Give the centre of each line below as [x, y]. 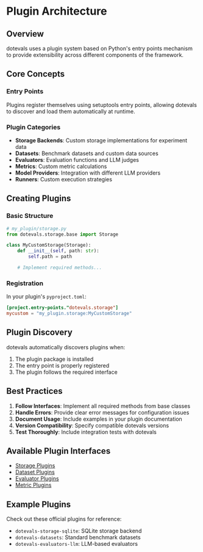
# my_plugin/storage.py [37, 228]
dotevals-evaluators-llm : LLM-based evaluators [77, 544]
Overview [25, 34]
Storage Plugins [35, 466]
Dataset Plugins [35, 472]
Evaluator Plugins [37, 479]
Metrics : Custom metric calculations [61, 166]
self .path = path [50, 257]
